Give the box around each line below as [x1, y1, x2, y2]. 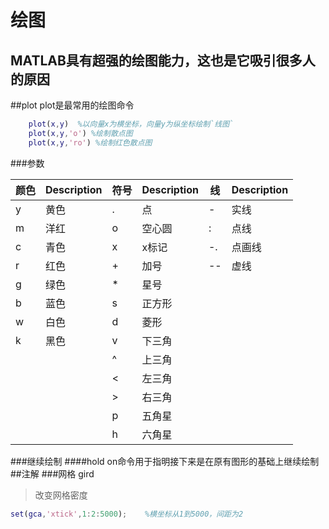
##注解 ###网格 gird [10, 467, 95, 480]
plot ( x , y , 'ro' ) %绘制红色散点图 [28, 137, 153, 148]
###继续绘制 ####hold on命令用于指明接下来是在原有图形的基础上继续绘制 [10, 455, 320, 467]
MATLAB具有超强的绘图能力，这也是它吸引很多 [10, 52, 303, 69]
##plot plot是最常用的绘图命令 [10, 99, 135, 111]
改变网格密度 [34, 489, 88, 501]
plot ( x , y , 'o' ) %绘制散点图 [28, 128, 133, 138]
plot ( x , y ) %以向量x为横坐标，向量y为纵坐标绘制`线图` [28, 119, 235, 129]
